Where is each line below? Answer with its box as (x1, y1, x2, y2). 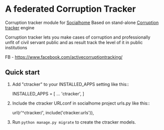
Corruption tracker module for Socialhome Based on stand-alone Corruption (5, 20, 159, 25)
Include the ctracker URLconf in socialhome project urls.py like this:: (12, 100, 150, 106)
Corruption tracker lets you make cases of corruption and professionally (5, 34, 151, 40)
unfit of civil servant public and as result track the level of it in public (5, 39, 143, 45)
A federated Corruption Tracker (5, 3, 136, 15)
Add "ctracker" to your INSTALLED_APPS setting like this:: (12, 81, 129, 87)
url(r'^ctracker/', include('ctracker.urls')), (12, 109, 94, 115)
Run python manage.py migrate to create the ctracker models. (12, 119, 136, 125)
